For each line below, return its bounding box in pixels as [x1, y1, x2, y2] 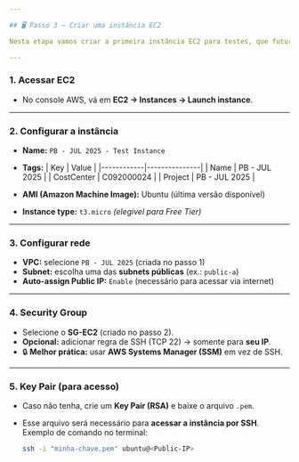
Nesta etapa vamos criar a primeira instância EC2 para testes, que [9, 36, 269, 45]
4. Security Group [9, 306, 87, 319]
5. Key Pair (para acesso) [9, 380, 120, 393]
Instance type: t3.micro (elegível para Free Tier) [21, 207, 202, 217]
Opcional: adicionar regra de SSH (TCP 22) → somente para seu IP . [21, 336, 271, 347]
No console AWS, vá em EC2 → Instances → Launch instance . [21, 94, 254, 105]
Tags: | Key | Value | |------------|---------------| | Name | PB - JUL [21, 162, 271, 174]
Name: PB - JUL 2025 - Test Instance [21, 145, 166, 156]
